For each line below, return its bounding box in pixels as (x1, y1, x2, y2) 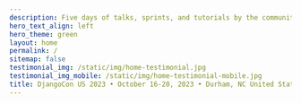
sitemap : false (9, 55, 66, 64)
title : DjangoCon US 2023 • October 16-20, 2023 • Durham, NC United (9, 80, 275, 89)
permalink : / (9, 47, 58, 56)
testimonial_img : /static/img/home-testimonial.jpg (9, 64, 206, 73)
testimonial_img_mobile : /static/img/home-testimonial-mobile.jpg (9, 72, 262, 81)
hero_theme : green (9, 30, 78, 39)
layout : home (9, 38, 58, 47)
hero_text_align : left (9, 21, 94, 30)
